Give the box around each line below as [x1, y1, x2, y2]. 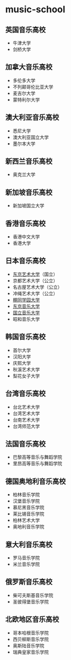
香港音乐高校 [5, 219, 46, 228]
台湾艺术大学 [12, 410, 40, 416]
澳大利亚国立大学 [12, 134, 49, 140]
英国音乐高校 [5, 25, 46, 34]
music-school [5, 4, 65, 15]
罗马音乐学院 [12, 554, 40, 560]
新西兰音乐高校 [5, 157, 53, 166]
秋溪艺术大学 [12, 366, 40, 373]
